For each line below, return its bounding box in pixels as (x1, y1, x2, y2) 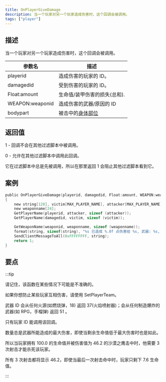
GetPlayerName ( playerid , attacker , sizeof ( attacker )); (14, 211, 132, 216)
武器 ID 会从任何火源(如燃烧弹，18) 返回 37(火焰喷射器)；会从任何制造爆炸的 (5, 302, 160, 308)
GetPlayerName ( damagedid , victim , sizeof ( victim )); (14, 216, 125, 221)
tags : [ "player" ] (5, 16, 41, 21)
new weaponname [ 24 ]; (14, 206, 56, 211)
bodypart (7, 109, 29, 116)
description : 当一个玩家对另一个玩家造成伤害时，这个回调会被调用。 (5, 12, 130, 17)
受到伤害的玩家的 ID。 (58, 82, 110, 89)
